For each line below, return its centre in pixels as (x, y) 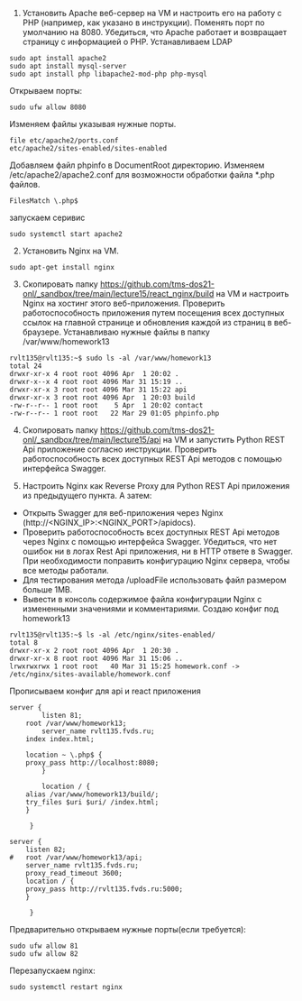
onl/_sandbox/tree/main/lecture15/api (92, 440)
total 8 (24, 643)
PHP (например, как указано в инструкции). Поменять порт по (143, 23)
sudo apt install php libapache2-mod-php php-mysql (108, 74)
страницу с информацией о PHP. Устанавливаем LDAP (127, 41)
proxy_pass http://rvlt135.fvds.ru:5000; (104, 889)
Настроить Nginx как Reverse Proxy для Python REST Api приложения (156, 486)
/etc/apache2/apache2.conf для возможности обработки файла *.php (142, 174)
